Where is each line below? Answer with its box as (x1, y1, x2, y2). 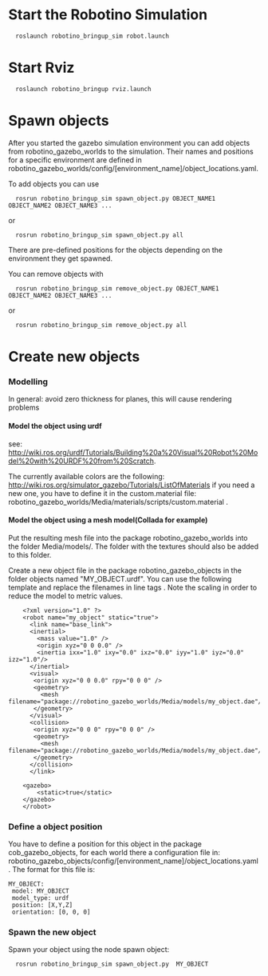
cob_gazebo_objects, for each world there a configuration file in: (8, 848, 221, 857)
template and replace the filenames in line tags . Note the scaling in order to (8, 582, 258, 592)
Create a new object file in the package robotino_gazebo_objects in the (8, 566, 242, 575)
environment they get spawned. (8, 254, 113, 263)
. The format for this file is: (8, 865, 96, 874)
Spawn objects (8, 112, 109, 130)
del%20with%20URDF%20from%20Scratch (8, 456, 154, 466)
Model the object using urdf (8, 421, 102, 430)
